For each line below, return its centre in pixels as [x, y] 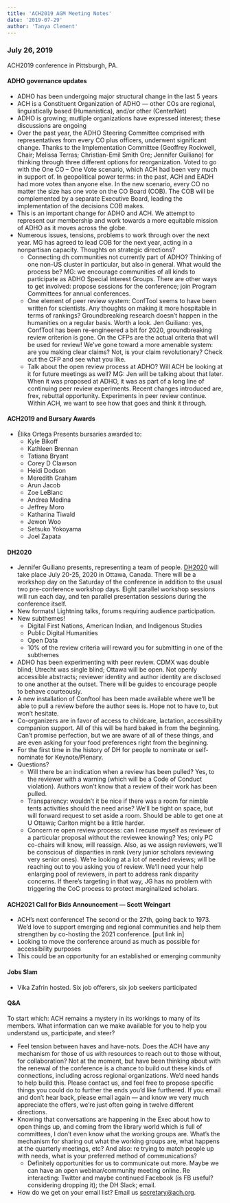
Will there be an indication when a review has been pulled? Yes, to [121, 772]
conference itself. [42, 604]
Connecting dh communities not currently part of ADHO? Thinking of [124, 257]
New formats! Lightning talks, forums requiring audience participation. [116, 611]
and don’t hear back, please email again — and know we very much [113, 1097]
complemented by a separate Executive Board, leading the [100, 198]
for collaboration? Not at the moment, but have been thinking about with [119, 1061]
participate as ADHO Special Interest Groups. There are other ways [122, 278]
